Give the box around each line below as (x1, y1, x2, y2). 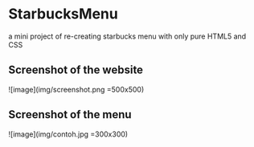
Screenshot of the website (8, 63, 143, 77)
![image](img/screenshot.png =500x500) (8, 84, 145, 94)
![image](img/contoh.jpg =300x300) (8, 129, 129, 139)
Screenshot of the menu (8, 108, 132, 121)
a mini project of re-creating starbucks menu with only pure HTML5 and (8, 31, 247, 41)
